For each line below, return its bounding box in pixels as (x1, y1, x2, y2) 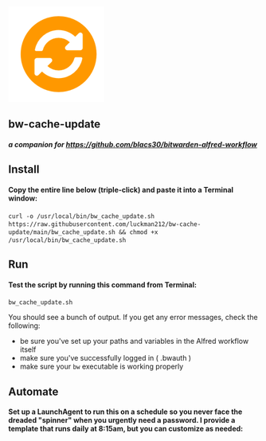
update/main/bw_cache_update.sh (8, 228, 115, 236)
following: (8, 321, 41, 330)
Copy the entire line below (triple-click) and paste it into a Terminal (8, 185, 233, 194)
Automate (8, 384, 59, 398)
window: (8, 193, 38, 203)
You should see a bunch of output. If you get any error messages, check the (8, 313, 258, 322)
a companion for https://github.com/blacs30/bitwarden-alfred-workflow (8, 139, 257, 149)
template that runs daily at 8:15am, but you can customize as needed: (8, 424, 244, 434)
